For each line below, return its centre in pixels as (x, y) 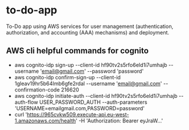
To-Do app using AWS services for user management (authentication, (90, 26)
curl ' (21, 114)
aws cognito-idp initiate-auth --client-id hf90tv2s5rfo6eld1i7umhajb (96, 96)
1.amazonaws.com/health (45, 121)
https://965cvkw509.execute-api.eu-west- (78, 114)
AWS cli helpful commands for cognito (77, 51)
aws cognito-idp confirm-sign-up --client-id (67, 77)
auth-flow (26, 102)
